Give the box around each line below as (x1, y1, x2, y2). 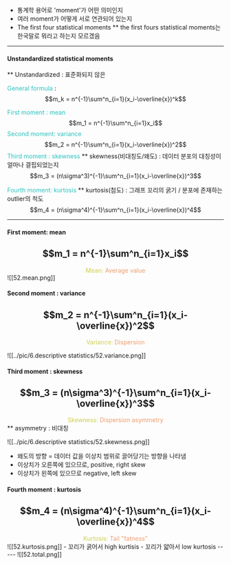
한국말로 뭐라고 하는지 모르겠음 (16, 32, 100, 40)
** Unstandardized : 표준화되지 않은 (7, 71, 106, 79)
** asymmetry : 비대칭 (7, 424, 69, 432)
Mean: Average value (85, 266, 146, 274)
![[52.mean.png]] (7, 274, 56, 282)
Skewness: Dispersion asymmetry (67, 416, 164, 424)
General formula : (7, 85, 56, 93)
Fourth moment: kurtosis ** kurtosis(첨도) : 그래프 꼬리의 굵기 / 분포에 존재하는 (7, 186, 223, 195)
